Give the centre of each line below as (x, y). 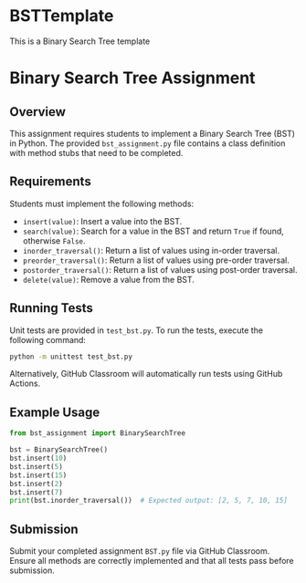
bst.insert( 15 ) (38, 475)
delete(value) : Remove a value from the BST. (108, 279)
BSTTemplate (62, 16)
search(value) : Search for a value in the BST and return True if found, (153, 231)
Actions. (25, 383)
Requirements (50, 182)
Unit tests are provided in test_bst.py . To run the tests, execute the (136, 330)
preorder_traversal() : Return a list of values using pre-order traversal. (156, 260)
